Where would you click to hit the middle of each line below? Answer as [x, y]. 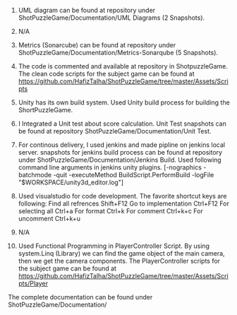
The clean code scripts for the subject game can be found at [106, 74]
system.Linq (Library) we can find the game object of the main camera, [121, 253]
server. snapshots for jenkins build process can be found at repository [120, 152]
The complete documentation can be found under [80, 297]
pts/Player [33, 283]
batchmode [35, 175]
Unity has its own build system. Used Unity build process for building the [124, 102]
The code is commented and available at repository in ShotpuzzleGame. [123, 66]
